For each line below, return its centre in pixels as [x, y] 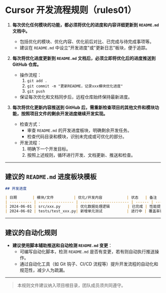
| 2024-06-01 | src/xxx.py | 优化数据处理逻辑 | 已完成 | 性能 [81, 207]
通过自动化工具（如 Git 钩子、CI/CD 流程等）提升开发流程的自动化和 [89, 264]
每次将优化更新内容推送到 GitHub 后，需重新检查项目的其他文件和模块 [83, 107]
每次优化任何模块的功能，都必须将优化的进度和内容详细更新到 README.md [85, 25]
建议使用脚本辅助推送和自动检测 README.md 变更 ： [62, 245]
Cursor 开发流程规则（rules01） [71, 10]
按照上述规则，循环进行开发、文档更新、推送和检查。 [81, 155]
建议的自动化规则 [31, 232]
